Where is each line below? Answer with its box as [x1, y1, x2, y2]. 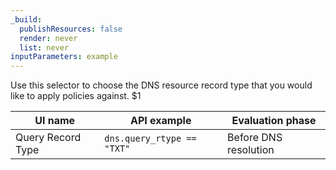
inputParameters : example [10, 52, 118, 62]
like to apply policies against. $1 [10, 90, 142, 102]
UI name [34, 114, 76, 128]
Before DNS [227, 131, 283, 145]
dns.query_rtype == [104, 133, 197, 145]
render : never [19, 33, 78, 43]
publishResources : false [19, 24, 123, 34]
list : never [19, 42, 70, 53]
